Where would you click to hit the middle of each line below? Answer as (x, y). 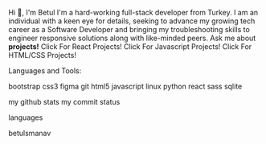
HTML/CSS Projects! (42, 55)
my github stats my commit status (64, 102)
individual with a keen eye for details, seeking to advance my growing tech (132, 21)
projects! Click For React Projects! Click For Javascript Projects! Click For (130, 47)
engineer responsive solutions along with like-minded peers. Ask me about (132, 38)
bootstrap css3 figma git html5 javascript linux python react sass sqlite (125, 86)
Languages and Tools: (45, 71)
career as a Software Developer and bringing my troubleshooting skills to (129, 29)
